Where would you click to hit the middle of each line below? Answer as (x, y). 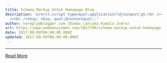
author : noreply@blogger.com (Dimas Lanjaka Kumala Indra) (68, 23)
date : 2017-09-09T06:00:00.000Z (39, 32)
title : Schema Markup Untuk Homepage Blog (50, 10)
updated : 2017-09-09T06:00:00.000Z (42, 37)
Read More (16, 56)
